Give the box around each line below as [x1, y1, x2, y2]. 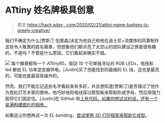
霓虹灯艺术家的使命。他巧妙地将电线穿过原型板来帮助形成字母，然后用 [9, 89, 152, 95]
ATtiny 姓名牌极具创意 [5, 4, 95, 16]
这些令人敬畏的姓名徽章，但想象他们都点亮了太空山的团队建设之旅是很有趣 [5, 43, 156, 49]
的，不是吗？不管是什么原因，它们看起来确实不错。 [5, 50, 109, 56]
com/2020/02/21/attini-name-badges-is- [66, 22, 150, 28]
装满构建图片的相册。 [5, 102, 48, 108]
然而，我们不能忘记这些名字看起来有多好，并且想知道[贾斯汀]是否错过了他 [5, 83, 155, 89]
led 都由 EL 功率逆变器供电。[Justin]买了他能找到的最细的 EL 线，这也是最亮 [5, 66, 160, 72]
